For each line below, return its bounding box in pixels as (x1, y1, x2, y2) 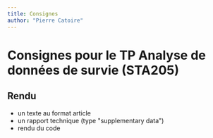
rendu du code (17, 124, 61, 132)
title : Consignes (7, 10, 59, 18)
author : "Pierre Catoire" (7, 17, 83, 24)
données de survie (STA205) (7, 62, 180, 78)
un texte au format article (17, 108, 92, 117)
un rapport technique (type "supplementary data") (17, 116, 164, 125)
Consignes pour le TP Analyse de (7, 47, 206, 63)
